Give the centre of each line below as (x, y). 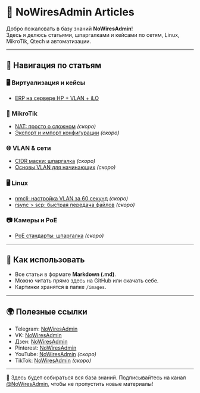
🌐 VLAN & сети (29, 148)
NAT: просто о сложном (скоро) (55, 126)
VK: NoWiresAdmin (38, 335)
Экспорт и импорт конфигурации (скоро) (67, 133)
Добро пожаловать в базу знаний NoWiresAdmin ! (70, 29)
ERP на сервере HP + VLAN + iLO (57, 98)
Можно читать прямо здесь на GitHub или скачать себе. (87, 280)
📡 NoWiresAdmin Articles (71, 12)
